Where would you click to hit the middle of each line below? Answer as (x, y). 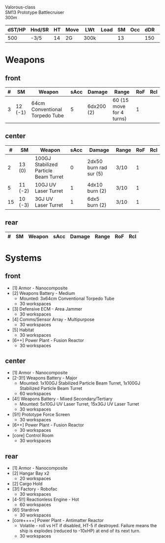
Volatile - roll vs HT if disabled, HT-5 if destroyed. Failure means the (88, 526)
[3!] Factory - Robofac (35, 489)
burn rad (97, 167)
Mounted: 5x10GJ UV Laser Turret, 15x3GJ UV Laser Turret (79, 404)
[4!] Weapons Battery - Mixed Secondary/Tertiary (62, 399)
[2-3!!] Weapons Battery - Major (45, 378)
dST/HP (17, 30)
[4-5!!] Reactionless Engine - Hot (46, 500)
